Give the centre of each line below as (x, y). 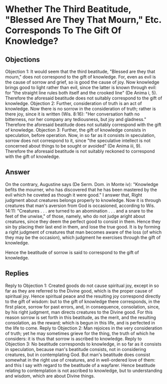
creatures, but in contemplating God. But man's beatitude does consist (78, 354)
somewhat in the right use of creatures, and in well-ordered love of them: (80, 360)
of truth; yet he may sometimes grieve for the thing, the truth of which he (80, 333)
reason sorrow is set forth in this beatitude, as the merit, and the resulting (81, 317)
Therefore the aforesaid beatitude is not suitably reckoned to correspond (80, 151)
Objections (23, 59)
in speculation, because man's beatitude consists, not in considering (76, 349)
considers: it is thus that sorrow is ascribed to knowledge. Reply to (74, 338)
